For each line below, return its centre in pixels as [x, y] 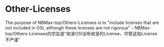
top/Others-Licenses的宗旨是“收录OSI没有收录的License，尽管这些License [81, 33]
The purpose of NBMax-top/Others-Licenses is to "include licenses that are [82, 23]
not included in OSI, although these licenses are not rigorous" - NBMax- [78, 27]
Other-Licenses [38, 9]
